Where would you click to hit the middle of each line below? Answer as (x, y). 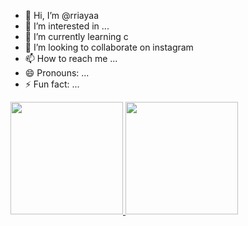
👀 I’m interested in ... (67, 26)
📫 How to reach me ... (71, 58)
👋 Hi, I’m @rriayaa (61, 15)
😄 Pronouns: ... (57, 73)
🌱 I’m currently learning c (76, 36)
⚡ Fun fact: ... (52, 84)
